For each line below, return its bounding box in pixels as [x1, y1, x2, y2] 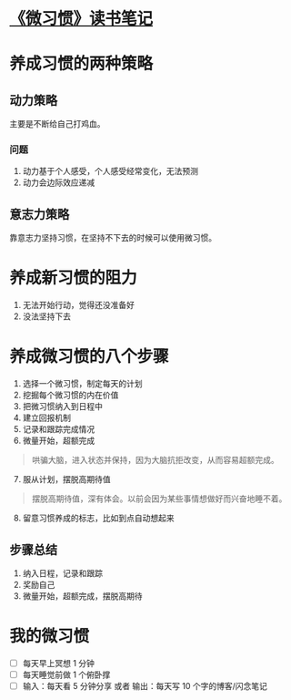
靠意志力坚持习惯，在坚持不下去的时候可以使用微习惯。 [9, 232, 216, 243]
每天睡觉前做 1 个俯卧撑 [22, 669, 111, 680]
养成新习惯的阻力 [9, 268, 138, 288]
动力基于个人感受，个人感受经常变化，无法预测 [22, 166, 198, 177]
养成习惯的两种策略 [9, 54, 154, 74]
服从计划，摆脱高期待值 [22, 474, 111, 485]
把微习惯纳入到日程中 [22, 401, 103, 412]
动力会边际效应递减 [22, 177, 95, 188]
